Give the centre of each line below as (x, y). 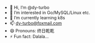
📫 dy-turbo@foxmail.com (36, 23)
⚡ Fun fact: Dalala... (29, 36)
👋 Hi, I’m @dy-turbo (29, 7)
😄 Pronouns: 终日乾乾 (32, 31)
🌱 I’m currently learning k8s (37, 18)
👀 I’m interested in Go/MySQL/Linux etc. (50, 13)
